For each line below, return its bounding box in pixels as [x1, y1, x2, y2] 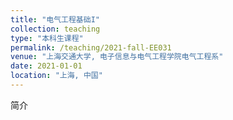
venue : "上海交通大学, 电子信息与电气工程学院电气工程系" [10, 52, 224, 62]
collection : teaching [10, 24, 101, 34]
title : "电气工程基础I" [10, 14, 100, 25]
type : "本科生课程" [10, 33, 84, 43]
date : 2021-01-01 [10, 61, 83, 71]
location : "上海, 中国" [10, 71, 103, 81]
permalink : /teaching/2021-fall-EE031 [10, 42, 172, 53]
